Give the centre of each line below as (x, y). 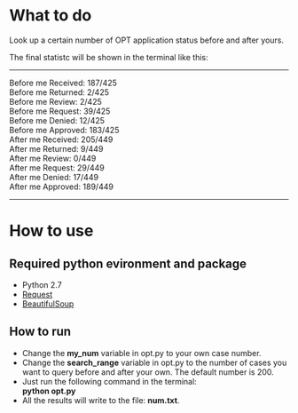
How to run (40, 332)
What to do (51, 16)
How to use (51, 231)
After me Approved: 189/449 (61, 187)
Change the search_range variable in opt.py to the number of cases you (154, 362)
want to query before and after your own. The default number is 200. (148, 372)
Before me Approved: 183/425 (64, 130)
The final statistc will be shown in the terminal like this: (109, 57)
